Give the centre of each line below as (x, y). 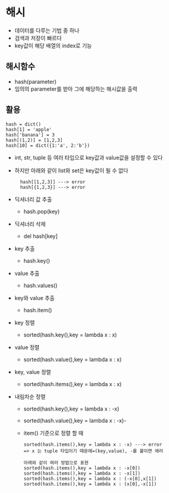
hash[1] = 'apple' (29, 129)
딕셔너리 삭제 (30, 224)
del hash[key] (41, 236)
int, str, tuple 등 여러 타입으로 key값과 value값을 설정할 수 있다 (88, 157)
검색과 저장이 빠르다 (38, 38)
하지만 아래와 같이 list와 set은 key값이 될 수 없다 (71, 170)
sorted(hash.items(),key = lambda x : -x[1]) (82, 473)
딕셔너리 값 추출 (33, 199)
